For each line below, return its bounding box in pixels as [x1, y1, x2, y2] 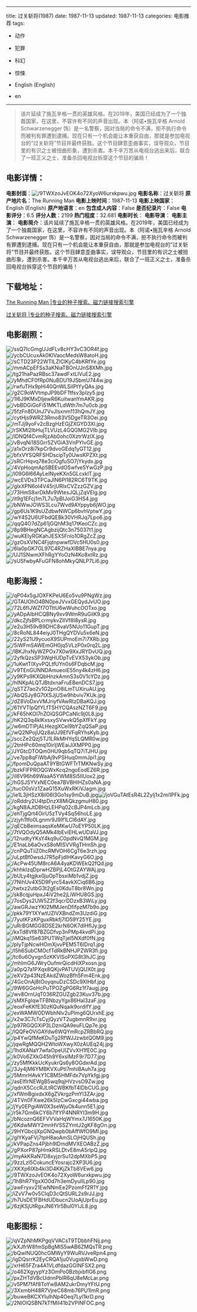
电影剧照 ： [6, 330, 45, 340]
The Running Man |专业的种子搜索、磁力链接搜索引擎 [6, 299, 134, 306]
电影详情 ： [6, 173, 45, 183]
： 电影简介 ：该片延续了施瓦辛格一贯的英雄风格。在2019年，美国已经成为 [11, 219, 189, 226]
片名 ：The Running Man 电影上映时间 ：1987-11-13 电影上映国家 [16, 197, 170, 204]
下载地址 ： [6, 282, 45, 292]
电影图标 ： [6, 1221, 45, 1231]
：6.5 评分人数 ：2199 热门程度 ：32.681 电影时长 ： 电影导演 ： [21, 212, 171, 219]
